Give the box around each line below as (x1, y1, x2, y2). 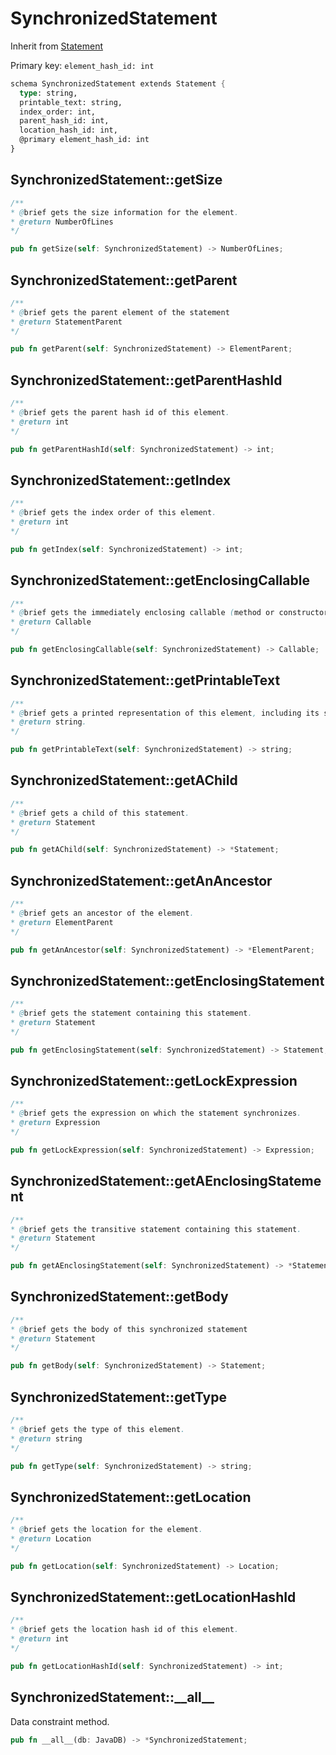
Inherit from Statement (10, 40, 103, 52)
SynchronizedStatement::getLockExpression (10, 1073, 298, 1090)
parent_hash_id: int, (19, 116, 110, 126)
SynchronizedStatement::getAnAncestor (10, 872, 273, 889)
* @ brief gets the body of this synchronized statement (10, 1324, 248, 1334)
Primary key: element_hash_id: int (10, 59, 155, 71)
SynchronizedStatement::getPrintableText (10, 672, 281, 689)
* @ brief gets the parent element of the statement (10, 307, 230, 317)
